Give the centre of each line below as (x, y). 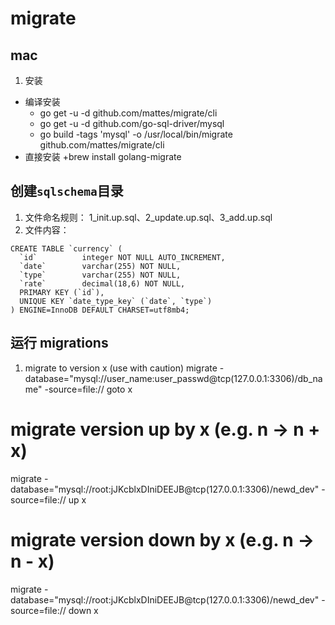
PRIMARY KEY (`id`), (62, 292)
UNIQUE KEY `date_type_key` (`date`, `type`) (116, 301)
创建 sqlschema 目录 (67, 191)
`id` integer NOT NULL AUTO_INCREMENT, (122, 257)
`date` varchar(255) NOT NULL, (100, 266)
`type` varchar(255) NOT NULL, (100, 275)
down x (83, 610)
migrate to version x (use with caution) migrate (121, 368)
